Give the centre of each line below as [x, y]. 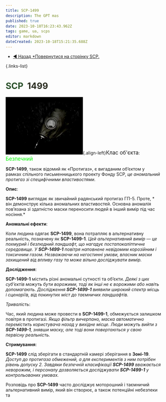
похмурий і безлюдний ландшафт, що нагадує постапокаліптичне [75, 244]
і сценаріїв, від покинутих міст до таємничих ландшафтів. [67, 295]
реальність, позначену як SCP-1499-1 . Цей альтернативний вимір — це [82, 239]
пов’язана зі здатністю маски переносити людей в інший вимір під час [80, 209]
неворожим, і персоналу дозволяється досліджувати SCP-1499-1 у [77, 370]
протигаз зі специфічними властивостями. [51, 179]
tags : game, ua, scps [28, 31]
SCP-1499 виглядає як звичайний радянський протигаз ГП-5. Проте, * [80, 198]
